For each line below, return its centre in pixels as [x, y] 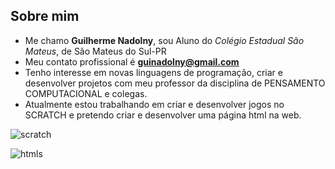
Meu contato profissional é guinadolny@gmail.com [132, 61]
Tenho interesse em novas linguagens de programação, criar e [153, 72]
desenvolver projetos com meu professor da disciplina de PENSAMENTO [175, 83]
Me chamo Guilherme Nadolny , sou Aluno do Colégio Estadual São [164, 40]
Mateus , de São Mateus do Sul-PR [95, 51]
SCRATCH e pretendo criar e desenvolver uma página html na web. [163, 115]
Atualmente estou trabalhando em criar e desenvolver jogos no [154, 104]
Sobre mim [45, 16]
